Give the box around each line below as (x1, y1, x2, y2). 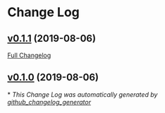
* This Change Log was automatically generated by (7, 90, 158, 99)
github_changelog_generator (7, 97, 92, 106)
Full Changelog (7, 51, 51, 59)
